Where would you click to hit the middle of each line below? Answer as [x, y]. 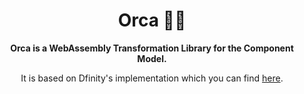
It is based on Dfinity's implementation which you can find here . [152, 78]
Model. [152, 58]
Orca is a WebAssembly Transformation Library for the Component [152, 48]
